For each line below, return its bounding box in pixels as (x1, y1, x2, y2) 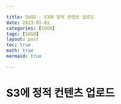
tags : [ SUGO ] (6, 31, 39, 37)
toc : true (6, 42, 31, 48)
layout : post (6, 37, 39, 43)
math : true (6, 47, 34, 54)
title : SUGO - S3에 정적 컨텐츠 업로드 (6, 14, 95, 20)
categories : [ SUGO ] (6, 25, 55, 31)
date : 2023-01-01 (6, 19, 50, 26)
